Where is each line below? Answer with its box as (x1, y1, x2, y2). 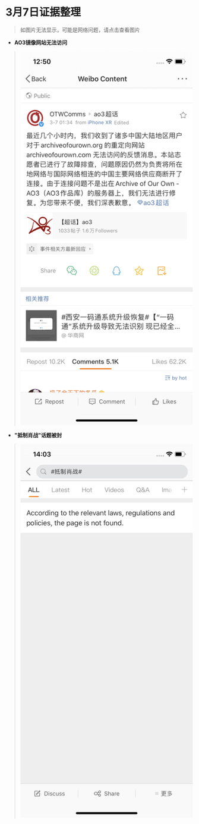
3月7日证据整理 (5, 5, 81, 19)
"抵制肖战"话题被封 (14, 431, 62, 438)
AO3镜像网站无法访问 (14, 39, 68, 46)
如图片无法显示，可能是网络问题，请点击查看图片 (20, 26, 140, 33)
